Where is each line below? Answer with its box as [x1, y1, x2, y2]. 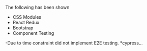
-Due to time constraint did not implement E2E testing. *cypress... [5, 40, 143, 46]
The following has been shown [5, 5, 70, 10]
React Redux [12, 20, 40, 25]
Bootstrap [12, 25, 34, 31]
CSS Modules [12, 14, 42, 20]
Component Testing [12, 30, 54, 36]
